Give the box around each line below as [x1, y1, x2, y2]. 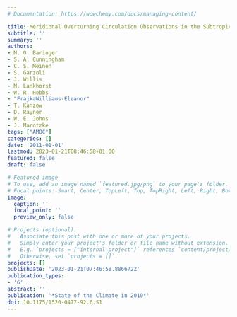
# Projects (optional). [7, 226, 78, 234]
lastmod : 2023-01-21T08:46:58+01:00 [7, 148, 115, 156]
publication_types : [7, 272, 65, 279]
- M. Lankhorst [7, 82, 52, 89]
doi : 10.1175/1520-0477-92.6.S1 [7, 299, 102, 306]
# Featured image [7, 174, 59, 181]
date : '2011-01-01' [7, 142, 65, 149]
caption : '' [13, 200, 49, 207]
